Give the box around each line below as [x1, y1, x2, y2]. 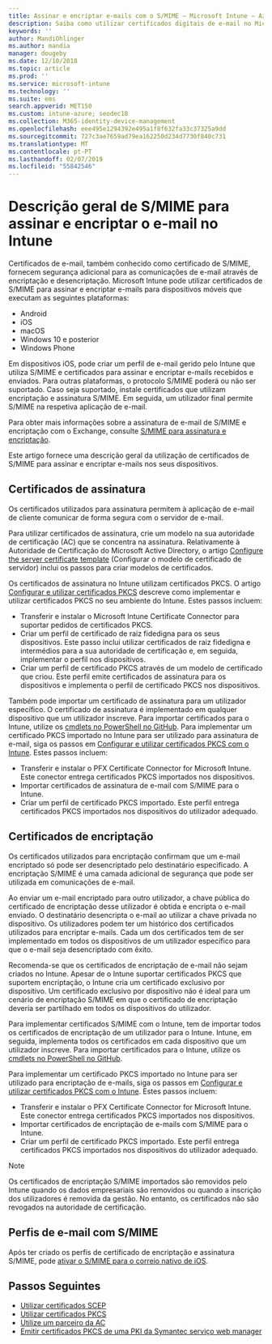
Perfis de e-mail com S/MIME [8, 1226, 159, 1239]
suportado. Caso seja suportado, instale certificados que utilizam [8, 385, 227, 395]
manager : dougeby [8, 49, 67, 58]
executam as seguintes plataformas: [8, 293, 130, 303]
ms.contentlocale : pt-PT [8, 147, 92, 156]
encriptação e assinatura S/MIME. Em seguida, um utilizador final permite [8, 394, 253, 403]
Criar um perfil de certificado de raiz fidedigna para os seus [19, 629, 220, 638]
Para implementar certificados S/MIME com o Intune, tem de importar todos [8, 1018, 261, 1029]
